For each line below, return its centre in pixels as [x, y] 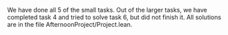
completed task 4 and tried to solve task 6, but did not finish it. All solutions [114, 17]
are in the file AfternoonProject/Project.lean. [70, 24]
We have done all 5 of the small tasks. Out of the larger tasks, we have [107, 10]
